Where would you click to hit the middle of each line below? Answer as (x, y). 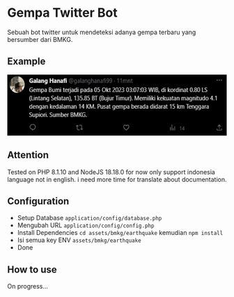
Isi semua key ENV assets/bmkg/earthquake (79, 240)
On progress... (28, 287)
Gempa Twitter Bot (62, 13)
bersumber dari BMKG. (40, 39)
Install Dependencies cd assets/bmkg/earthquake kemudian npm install (120, 233)
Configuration (38, 201)
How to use (32, 269)
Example (26, 62)
